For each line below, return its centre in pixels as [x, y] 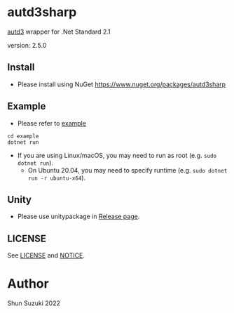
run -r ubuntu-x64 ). [57, 178]
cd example [23, 136]
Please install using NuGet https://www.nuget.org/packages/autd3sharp [122, 84]
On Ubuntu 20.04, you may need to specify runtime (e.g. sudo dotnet [128, 170]
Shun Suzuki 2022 [34, 303]
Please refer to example [51, 123]
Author [28, 284]
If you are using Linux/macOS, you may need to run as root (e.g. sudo [117, 155]
